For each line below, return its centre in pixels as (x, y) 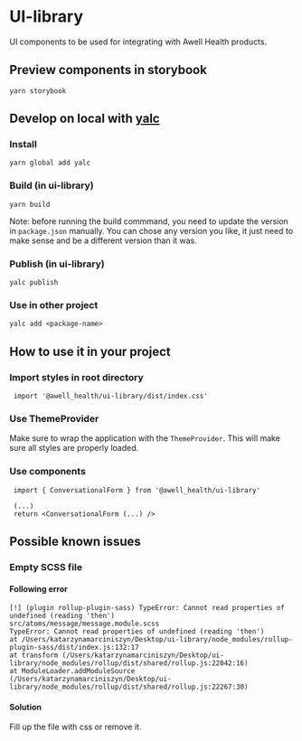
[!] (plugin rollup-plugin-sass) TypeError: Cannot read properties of (147, 608)
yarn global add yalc (50, 163)
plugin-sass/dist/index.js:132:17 (75, 648)
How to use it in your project (90, 351)
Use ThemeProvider (54, 418)
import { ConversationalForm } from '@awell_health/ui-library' (137, 490)
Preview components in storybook (109, 70)
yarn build (30, 204)
